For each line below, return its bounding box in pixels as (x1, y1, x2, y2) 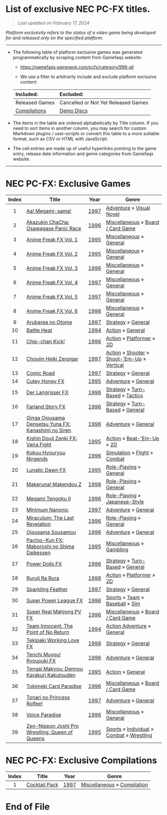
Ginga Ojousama (26, 414, 65, 421)
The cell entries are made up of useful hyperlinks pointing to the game (12, 145, 157, 151)
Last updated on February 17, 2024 (17, 20, 90, 26)
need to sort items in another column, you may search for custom (12, 125, 147, 131)
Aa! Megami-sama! (26, 207, 71, 214)
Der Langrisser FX (26, 389, 69, 396)
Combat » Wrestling (106, 732, 153, 738)
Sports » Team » (106, 594, 144, 601)
